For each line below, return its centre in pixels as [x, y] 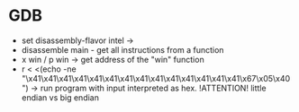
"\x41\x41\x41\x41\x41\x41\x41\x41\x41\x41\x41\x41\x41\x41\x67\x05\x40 [156, 78]
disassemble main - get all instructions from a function [122, 49]
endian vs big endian [60, 97]
